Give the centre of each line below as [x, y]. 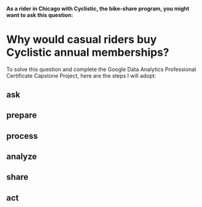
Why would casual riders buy [82, 39]
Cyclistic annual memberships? [88, 52]
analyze [22, 157]
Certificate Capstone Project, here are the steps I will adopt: [81, 75]
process [22, 136]
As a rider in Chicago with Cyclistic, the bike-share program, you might [98, 8]
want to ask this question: [40, 15]
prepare [22, 115]
